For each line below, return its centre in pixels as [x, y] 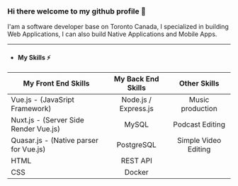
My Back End [136, 79]
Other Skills [199, 83]
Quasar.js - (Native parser [55, 140]
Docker [136, 172]
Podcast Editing [199, 124]
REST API [136, 161]
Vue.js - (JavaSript [42, 100]
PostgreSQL [137, 144]
